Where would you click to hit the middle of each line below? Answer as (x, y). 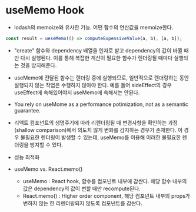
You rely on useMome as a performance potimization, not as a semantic (101, 104)
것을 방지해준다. (39, 65)
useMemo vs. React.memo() (48, 169)
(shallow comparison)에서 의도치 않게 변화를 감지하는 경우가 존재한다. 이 (98, 130)
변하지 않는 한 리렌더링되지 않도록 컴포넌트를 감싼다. (82, 203)
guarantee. (27, 110)
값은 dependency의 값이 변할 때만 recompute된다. (82, 188)
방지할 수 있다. (46, 144)
